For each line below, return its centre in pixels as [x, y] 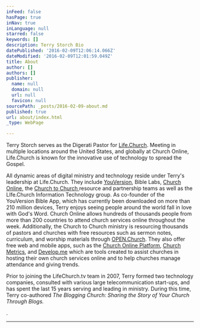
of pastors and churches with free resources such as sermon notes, [89, 233]
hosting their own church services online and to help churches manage [93, 258]
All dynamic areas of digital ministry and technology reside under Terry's [95, 176]
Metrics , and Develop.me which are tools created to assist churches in [93, 252]
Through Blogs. [25, 302]
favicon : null [29, 100]
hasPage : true [24, 17]
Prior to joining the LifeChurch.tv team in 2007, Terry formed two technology [100, 276]
